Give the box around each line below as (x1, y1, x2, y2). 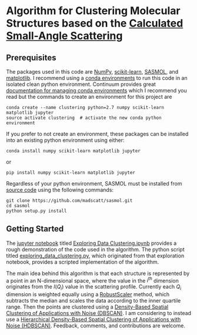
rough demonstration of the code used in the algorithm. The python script (6, 246, 185, 253)
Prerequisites (6, 52, 56, 62)
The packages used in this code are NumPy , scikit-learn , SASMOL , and (6, 68, 178, 75)
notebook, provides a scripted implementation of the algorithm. (6, 258, 159, 266)
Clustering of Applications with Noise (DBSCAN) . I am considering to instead (6, 310, 192, 317)
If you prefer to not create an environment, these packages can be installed (6, 131, 189, 137)
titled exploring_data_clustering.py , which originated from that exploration (6, 252, 185, 259)
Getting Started (6, 224, 64, 234)
